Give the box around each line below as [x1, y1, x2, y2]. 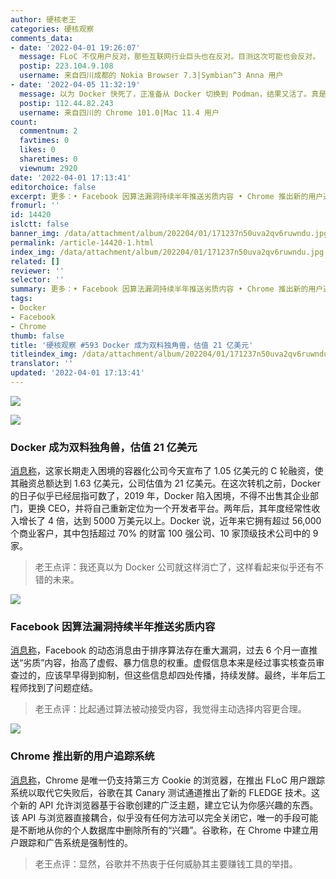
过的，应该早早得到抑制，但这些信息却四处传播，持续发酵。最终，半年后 [18, 669, 317, 681]
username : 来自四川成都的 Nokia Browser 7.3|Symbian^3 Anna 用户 [19, 71, 284, 81]
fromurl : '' [10, 201, 60, 211]
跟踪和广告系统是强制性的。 [18, 836, 133, 848]
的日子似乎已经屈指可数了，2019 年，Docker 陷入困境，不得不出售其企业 [10, 490, 310, 502]
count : [10, 117, 38, 127]
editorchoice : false [10, 182, 97, 192]
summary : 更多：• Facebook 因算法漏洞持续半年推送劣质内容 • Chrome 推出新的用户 [10, 284, 324, 295]
